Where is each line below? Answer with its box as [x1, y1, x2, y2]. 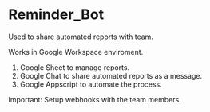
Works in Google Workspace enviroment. [8, 47, 144, 56]
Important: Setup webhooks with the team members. [8, 95, 181, 104]
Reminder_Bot [8, 6, 105, 24]
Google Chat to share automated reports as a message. [19, 71, 202, 80]
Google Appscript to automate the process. [19, 79, 162, 89]
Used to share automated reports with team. [8, 32, 154, 41]
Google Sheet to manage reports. [19, 62, 130, 72]
